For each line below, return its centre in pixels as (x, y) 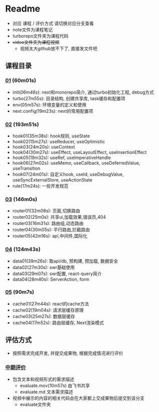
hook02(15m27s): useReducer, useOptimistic (59, 141)
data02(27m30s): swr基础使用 (44, 267)
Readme (23, 9)
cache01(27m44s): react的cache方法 (51, 304)
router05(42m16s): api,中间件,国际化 (50, 236)
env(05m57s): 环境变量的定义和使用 (49, 105)
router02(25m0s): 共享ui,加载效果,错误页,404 (59, 217)
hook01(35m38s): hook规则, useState (51, 136)
